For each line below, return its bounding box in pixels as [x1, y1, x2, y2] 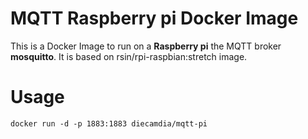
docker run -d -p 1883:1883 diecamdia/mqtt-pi [10, 118, 208, 129]
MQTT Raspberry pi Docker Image [10, 7, 299, 30]
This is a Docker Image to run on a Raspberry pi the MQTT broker [10, 40, 282, 52]
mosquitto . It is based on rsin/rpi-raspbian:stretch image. [10, 50, 248, 62]
